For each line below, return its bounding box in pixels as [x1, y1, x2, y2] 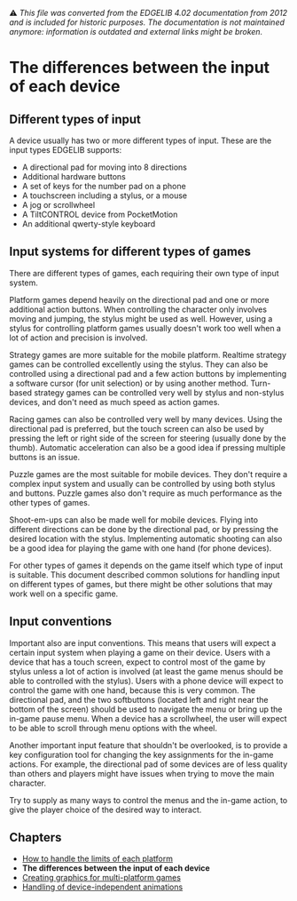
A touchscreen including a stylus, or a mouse [21, 190, 188, 201]
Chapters [9, 830, 62, 845]
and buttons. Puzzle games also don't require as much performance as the [9, 488, 282, 498]
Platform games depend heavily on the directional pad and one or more [9, 294, 270, 305]
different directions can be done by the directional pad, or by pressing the [9, 523, 279, 534]
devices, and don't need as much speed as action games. [9, 396, 220, 407]
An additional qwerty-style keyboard [21, 219, 156, 229]
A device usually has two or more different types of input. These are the [9, 135, 272, 146]
